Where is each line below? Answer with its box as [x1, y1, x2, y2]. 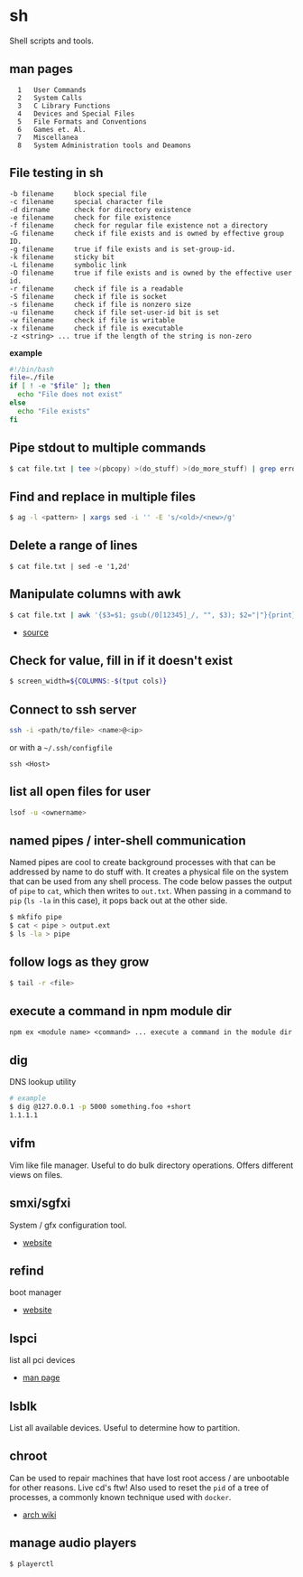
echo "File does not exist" [17, 390, 124, 399]
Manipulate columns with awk [9, 586, 182, 602]
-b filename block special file [9, 189, 147, 199]
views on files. [9, 1169, 63, 1180]
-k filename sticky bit [9, 252, 115, 262]
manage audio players [9, 1535, 137, 1551]
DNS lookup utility [9, 1077, 77, 1087]
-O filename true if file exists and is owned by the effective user [9, 268, 293, 277]
